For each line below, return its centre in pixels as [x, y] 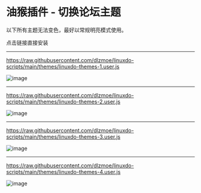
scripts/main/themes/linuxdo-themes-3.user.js [63, 137]
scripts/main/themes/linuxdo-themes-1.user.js [63, 66]
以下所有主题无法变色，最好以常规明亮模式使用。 [66, 30]
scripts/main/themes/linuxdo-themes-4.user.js [63, 171]
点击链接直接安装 [27, 42]
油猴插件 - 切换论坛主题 [64, 12]
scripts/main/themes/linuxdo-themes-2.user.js [63, 102]
